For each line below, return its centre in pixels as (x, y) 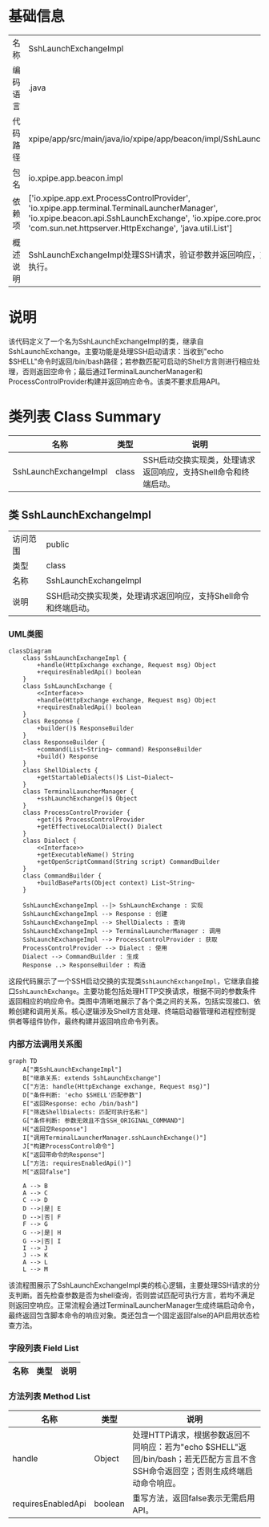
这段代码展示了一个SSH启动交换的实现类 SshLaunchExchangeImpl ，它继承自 (130, 981)
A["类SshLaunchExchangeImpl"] (72, 1070)
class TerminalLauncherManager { (78, 792)
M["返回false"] (47, 1172)
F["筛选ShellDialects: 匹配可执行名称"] (85, 1113)
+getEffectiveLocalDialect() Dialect (100, 827)
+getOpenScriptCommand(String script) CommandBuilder (128, 861)
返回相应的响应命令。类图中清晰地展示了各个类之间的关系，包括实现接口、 (131, 1001)
